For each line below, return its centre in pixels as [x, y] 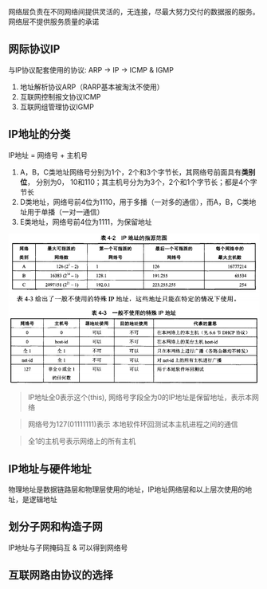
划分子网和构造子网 [55, 527]
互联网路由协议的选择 [61, 575]
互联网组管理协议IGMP [57, 107]
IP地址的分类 [39, 134]
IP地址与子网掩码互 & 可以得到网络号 [68, 548]
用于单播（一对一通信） [65, 212]
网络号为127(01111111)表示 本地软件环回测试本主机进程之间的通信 [133, 424]
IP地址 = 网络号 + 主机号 [48, 155]
